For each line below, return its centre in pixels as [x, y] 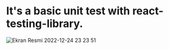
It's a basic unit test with [68, 11]
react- [148, 11]
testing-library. [45, 24]
